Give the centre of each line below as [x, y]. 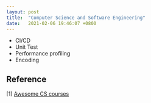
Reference [26, 79]
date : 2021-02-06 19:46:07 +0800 [51, 23]
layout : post [23, 12]
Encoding [27, 60]
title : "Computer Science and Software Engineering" [76, 18]
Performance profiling [43, 54]
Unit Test [26, 47]
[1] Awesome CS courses [38, 94]
